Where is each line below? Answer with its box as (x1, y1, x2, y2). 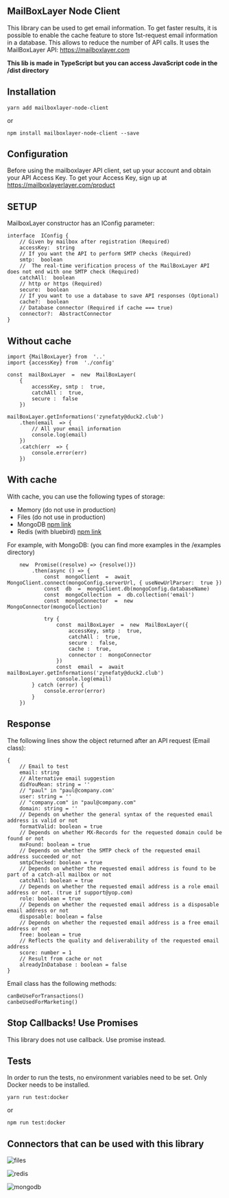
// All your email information (32, 426, 121, 433)
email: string (19, 769, 60, 776)
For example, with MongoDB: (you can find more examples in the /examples (7, 540, 221, 549)
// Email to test (19, 763, 69, 770)
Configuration (7, 148, 69, 160)
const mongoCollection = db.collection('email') (43, 591, 195, 598)
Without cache (7, 335, 72, 347)
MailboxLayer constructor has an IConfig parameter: (7, 219, 155, 227)
